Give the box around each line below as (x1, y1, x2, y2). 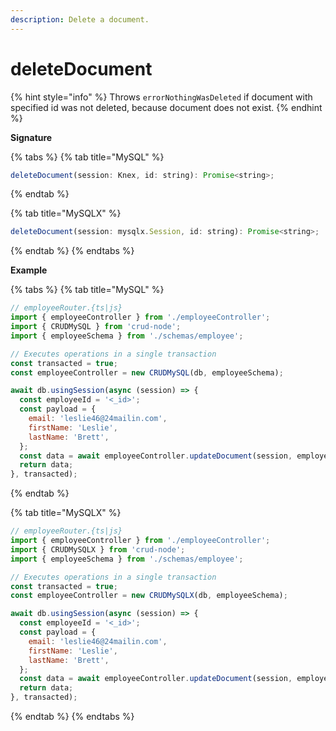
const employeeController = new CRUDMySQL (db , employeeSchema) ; (10, 367, 284, 378)
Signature (10, 131, 53, 143)
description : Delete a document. (10, 14, 150, 25)
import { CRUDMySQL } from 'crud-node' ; (10, 322, 182, 332)
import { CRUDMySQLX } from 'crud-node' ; (10, 544, 186, 555)
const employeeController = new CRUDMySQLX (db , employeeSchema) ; (10, 591, 288, 601)
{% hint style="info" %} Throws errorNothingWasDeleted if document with (10, 91, 313, 103)
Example (10, 264, 48, 276)
